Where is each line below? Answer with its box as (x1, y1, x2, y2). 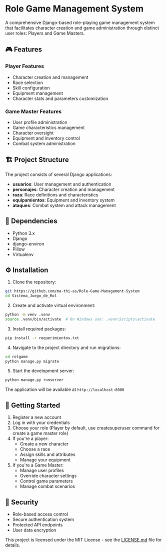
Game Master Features (5, 108, 62, 115)
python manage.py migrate (5, 358, 59, 364)
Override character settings (19, 473, 77, 479)
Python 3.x (12, 230, 35, 236)
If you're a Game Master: (12, 462, 64, 468)
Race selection (12, 79, 43, 85)
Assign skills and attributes (19, 451, 76, 457)
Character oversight (12, 129, 54, 135)
